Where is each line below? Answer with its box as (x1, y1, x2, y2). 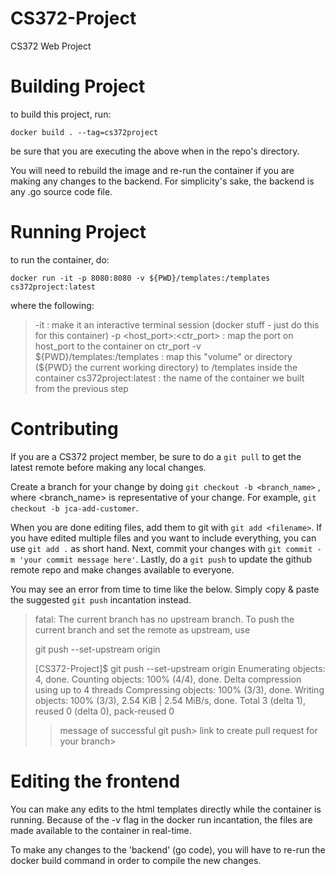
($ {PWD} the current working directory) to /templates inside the (34, 361, 298, 373)
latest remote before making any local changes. (10, 461, 207, 473)
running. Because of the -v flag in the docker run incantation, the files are (10, 813, 313, 826)
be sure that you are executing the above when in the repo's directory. (10, 145, 300, 157)
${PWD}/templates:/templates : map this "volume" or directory (34, 350, 293, 362)
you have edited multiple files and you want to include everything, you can (10, 532, 317, 544)
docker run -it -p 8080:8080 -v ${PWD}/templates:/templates (10, 273, 271, 283)
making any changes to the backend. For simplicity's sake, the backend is (10, 175, 315, 187)
